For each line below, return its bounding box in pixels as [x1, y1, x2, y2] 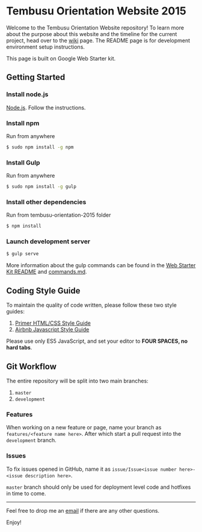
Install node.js [6, 90, 49, 98]
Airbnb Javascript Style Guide [14, 326, 90, 333]
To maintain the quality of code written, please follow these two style [6, 301, 177, 309]
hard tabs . [6, 344, 32, 351]
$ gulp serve [6, 251, 39, 257]
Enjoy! [6, 518, 22, 526]
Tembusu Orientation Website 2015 [6, 4, 186, 18]
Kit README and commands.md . [6, 268, 87, 276]
